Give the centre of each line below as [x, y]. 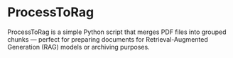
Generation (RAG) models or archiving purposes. [79, 47]
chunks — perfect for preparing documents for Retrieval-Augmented [108, 39]
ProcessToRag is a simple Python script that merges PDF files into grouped [117, 32]
